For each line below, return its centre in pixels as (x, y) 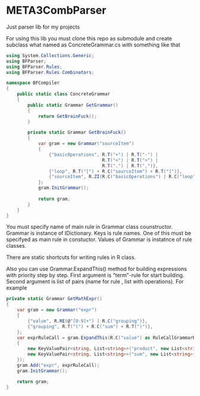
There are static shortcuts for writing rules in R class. (71, 257)
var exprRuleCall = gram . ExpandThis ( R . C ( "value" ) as (84, 338)
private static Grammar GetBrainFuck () (77, 132)
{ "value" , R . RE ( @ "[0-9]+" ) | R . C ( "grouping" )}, (87, 321)
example (17, 288)
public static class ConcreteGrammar (64, 94)
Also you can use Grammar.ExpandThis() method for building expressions (97, 269)
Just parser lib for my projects (43, 27)
